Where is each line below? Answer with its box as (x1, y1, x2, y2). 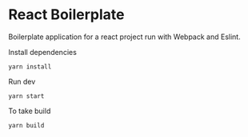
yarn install (8, 62, 52, 71)
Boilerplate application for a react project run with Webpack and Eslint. (8, 32, 242, 41)
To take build (8, 106, 51, 115)
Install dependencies (8, 47, 78, 57)
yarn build (8, 121, 45, 129)
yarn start (8, 92, 45, 100)
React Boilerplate (8, 6, 125, 24)
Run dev (8, 76, 36, 86)
